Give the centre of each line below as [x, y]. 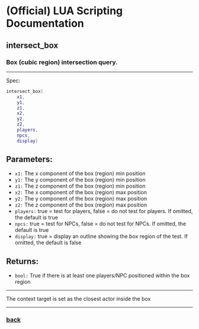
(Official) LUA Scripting [65, 11]
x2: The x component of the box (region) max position [81, 192]
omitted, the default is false [48, 243]
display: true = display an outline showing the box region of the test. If [101, 236]
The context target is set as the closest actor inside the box [78, 299]
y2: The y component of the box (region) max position [81, 199]
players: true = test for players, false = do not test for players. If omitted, [104, 211]
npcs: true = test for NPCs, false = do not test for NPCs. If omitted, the [100, 224]
